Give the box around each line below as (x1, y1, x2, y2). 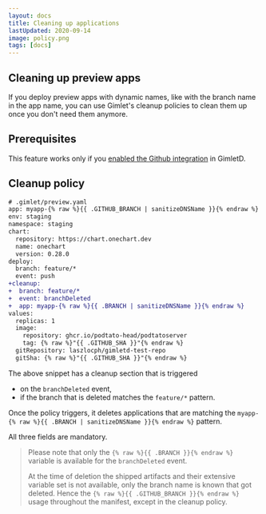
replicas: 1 (15, 317, 56, 325)
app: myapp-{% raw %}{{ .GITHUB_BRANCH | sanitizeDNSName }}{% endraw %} (8, 205, 260, 213)
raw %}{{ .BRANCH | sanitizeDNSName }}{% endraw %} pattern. (18, 416, 222, 426)
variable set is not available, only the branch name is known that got (27, 480, 252, 489)
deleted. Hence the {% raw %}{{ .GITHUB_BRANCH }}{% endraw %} (27, 488, 240, 498)
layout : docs (8, 11, 52, 20)
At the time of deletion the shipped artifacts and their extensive (27, 471, 236, 480)
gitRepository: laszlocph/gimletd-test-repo (15, 347, 166, 355)
